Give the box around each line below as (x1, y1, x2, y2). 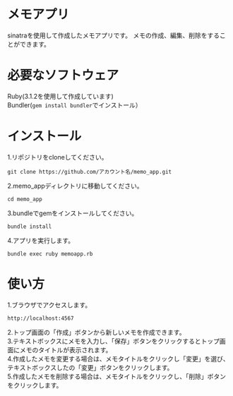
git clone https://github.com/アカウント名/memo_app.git (7, 168, 172, 175)
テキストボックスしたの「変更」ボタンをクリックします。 (7, 363, 174, 371)
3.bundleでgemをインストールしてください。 (7, 209, 138, 217)
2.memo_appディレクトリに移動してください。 (7, 181, 143, 190)
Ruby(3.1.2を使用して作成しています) (7, 92, 114, 100)
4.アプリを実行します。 (7, 236, 75, 244)
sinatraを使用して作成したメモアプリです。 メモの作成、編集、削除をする (7, 31, 220, 40)
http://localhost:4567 (7, 315, 74, 322)
